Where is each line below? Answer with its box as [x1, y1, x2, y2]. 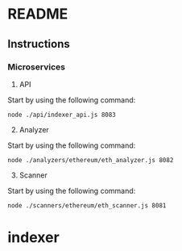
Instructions [7, 37, 70, 51]
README [7, 5, 68, 23]
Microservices [7, 61, 66, 73]
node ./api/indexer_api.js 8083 [7, 111, 116, 119]
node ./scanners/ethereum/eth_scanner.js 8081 [7, 201, 167, 210]
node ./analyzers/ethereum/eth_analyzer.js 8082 [7, 156, 174, 164]
